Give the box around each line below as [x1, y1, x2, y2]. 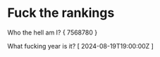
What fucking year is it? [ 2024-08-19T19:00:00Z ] [7, 42, 154, 50]
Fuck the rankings [7, 5, 115, 21]
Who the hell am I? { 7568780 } [7, 28, 97, 37]
